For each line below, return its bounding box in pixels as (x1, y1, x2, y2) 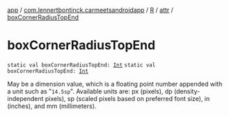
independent (7, 94, 44, 102)
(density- (173, 87, 200, 96)
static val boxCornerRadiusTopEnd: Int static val (7, 62, 156, 69)
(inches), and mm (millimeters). (7, 102, 97, 110)
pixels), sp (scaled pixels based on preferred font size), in (45, 94, 210, 102)
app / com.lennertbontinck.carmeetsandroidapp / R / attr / (7, 6, 174, 14)
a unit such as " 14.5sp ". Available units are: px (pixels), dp (7, 87, 173, 96)
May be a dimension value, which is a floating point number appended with (7, 80, 223, 88)
